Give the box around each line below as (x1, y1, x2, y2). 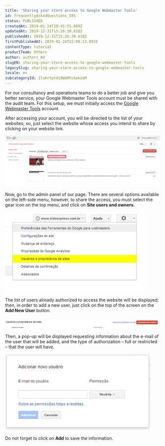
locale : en (5, 71, 28, 76)
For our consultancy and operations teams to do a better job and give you (5, 90, 154, 96)
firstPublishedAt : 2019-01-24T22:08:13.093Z (5, 40, 98, 44)
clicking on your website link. (5, 126, 64, 131)
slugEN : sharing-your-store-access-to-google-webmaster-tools (5, 60, 135, 65)
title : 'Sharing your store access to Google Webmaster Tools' (5, 8, 138, 13)
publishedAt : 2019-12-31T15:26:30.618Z (5, 34, 87, 39)
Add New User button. (5, 308, 51, 314)
